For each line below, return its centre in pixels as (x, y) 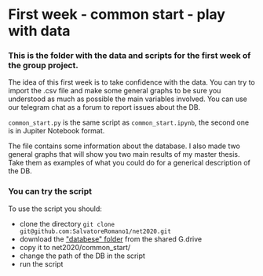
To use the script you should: (55, 209)
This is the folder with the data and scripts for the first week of (130, 56)
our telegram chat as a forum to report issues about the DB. (104, 107)
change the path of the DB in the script (82, 256)
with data (39, 31)
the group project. (43, 66)
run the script (41, 263)
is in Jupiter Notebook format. (57, 131)
